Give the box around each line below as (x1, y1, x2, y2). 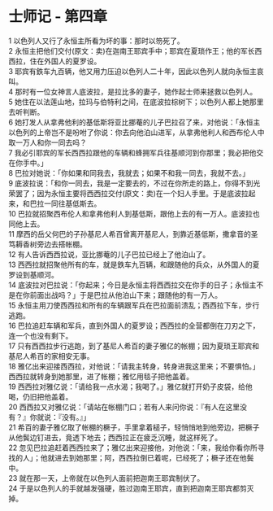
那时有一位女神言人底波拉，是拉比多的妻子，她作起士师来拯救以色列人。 (15, 86, 258, 96)
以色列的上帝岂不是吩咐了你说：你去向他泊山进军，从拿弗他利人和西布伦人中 (8, 127, 265, 137)
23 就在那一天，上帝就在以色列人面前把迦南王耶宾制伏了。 (8, 473, 205, 483)
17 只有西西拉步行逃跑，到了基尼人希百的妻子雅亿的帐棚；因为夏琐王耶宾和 (8, 341, 260, 351)
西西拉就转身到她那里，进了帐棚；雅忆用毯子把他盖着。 (8, 371, 193, 381)
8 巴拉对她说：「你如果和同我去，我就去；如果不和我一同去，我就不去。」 (8, 168, 250, 177)
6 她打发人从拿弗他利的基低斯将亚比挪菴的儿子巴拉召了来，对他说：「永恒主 (8, 117, 261, 127)
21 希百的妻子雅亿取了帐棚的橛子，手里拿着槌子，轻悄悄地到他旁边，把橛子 (8, 422, 260, 432)
